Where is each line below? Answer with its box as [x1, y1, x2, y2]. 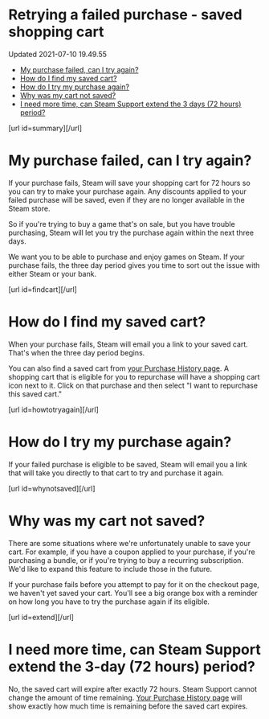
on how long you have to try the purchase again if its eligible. [8, 597, 210, 606]
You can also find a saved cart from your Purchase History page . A [8, 364, 230, 373]
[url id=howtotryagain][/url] [8, 405, 99, 414]
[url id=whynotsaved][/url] [8, 483, 96, 493]
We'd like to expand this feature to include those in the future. [8, 564, 213, 573]
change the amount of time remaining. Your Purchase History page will [8, 692, 243, 702]
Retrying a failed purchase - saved [8, 6, 243, 24]
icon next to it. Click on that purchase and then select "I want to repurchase [8, 380, 259, 390]
